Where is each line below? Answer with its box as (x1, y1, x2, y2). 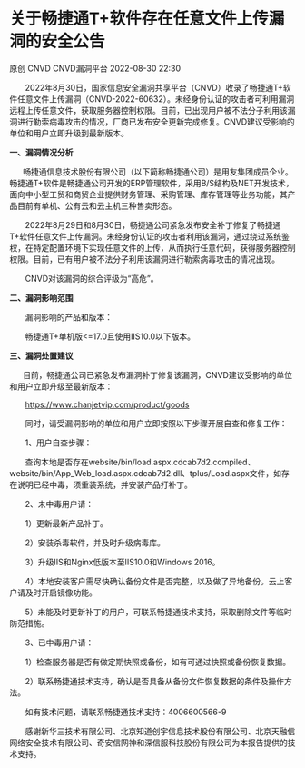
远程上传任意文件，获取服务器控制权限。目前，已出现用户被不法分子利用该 (9, 105, 288, 115)
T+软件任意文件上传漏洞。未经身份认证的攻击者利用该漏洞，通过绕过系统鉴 (9, 231, 290, 242)
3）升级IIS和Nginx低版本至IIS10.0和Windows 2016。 (25, 556, 221, 567)
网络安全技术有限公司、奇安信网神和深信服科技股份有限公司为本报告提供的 (9, 737, 288, 748)
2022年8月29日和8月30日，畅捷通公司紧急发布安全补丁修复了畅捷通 (25, 219, 281, 230)
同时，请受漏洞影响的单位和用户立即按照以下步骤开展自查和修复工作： (25, 417, 288, 428)
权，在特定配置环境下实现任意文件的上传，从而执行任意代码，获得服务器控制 (9, 242, 296, 253)
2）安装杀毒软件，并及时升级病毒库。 (25, 537, 166, 548)
